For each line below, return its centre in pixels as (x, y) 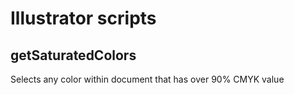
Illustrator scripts (83, 18)
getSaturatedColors (73, 55)
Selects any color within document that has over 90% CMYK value (147, 79)
